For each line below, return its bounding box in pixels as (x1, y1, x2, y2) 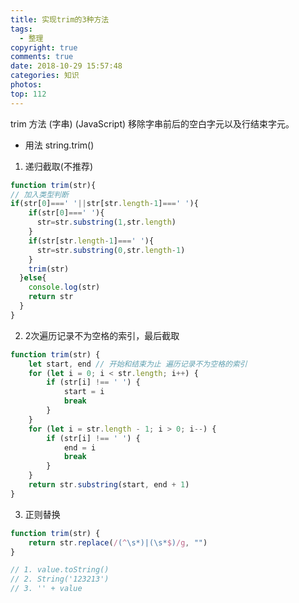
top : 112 (10, 89, 47, 99)
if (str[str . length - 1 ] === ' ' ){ (28, 236, 155, 246)
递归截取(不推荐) (24, 160, 94, 172)
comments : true (10, 52, 74, 62)
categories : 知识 (10, 71, 80, 81)
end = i (63, 442, 97, 453)
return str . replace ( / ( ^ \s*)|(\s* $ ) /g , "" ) (28, 537, 208, 548)
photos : (10, 80, 43, 90)
